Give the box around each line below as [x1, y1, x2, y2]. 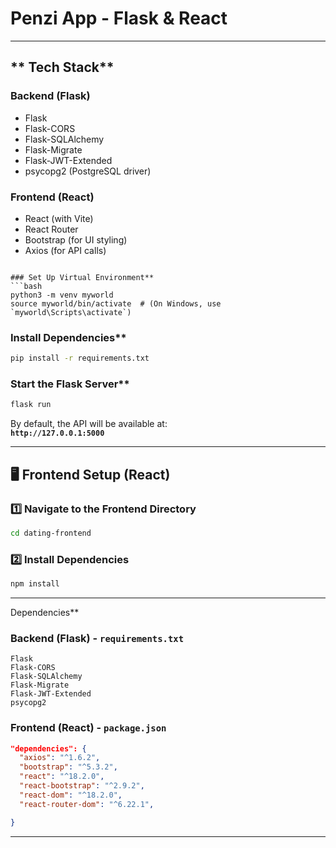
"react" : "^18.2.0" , [19, 772, 105, 782]
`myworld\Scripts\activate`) [10, 307, 132, 317]
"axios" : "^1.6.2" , [19, 753, 101, 763]
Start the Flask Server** [10, 377, 130, 391]
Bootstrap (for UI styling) [24, 233, 128, 246]
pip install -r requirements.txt [10, 353, 150, 364]
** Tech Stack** [10, 59, 115, 76]
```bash [10, 281, 43, 291]
